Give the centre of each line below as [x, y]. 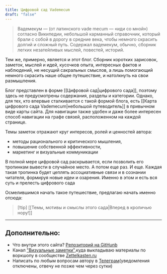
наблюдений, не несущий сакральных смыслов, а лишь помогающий [79, 70]
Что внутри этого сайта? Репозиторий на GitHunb [65, 245]
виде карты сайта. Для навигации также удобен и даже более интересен [83, 111]
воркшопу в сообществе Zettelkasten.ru [54, 256]
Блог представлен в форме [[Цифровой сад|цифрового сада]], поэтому [81, 90]
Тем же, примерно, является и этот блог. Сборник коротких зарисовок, [82, 59]
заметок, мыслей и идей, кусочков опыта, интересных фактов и [73, 65]
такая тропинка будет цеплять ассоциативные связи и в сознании [76, 172]
